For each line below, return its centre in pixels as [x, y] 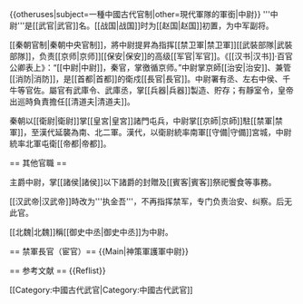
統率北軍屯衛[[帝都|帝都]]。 [60, 143]
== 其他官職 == [38, 163]
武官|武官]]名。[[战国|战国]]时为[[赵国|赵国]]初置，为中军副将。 [156, 25]
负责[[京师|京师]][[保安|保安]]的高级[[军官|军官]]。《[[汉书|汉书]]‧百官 [166, 56]
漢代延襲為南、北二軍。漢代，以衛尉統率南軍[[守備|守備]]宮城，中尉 [166, 132]
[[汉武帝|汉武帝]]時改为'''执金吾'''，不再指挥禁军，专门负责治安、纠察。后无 [151, 201]
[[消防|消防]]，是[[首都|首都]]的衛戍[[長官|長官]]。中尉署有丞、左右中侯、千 [150, 79]
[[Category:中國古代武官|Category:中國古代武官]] [101, 290]
